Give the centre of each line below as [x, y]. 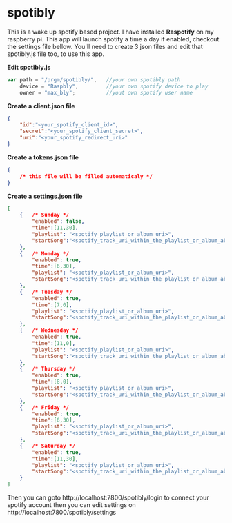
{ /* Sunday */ [45, 215]
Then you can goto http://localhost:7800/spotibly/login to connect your [108, 497]
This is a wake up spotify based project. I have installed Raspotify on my [110, 32]
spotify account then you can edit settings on [71, 505]
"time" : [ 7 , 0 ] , [52, 305]
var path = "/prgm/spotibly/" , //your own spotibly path [94, 80]
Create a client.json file [41, 106]
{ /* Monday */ [45, 253]
